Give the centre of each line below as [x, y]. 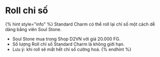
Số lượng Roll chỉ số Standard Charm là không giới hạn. [68, 44]
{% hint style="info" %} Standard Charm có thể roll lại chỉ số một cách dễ [80, 24]
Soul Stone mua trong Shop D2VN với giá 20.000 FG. [66, 39]
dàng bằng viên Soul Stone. [33, 29]
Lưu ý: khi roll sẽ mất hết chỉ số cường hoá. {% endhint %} [72, 49]
